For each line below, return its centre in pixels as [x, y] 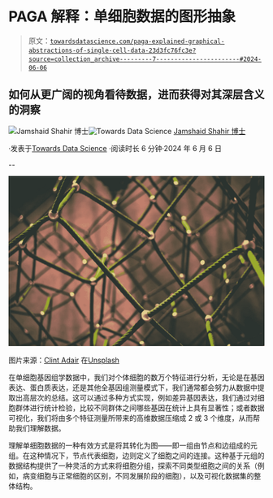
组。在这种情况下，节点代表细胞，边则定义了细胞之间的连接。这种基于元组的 [136, 456]
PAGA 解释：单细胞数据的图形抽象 [122, 17]
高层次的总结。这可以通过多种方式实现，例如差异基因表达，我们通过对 [140, 398]
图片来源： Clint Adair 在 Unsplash [64, 360]
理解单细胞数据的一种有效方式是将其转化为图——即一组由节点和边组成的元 [133, 446]
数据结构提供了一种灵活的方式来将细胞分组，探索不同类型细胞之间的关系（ [133, 466]
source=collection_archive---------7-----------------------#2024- [145, 59]
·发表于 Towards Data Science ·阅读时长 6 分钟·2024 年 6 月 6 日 [115, 148]
